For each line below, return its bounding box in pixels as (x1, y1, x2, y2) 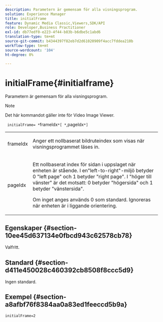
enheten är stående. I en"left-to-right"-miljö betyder (33, 167, 154, 174)
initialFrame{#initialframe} (5, 77, 114, 88)
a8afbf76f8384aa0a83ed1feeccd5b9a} (5, 301, 128, 309)
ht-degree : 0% (5, 52, 34, 57)
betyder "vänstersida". (33, 186, 84, 192)
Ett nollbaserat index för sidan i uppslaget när (33, 161, 136, 168)
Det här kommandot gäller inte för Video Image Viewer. (5, 112, 115, 118)
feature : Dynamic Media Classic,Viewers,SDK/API (5, 20, 105, 26)
